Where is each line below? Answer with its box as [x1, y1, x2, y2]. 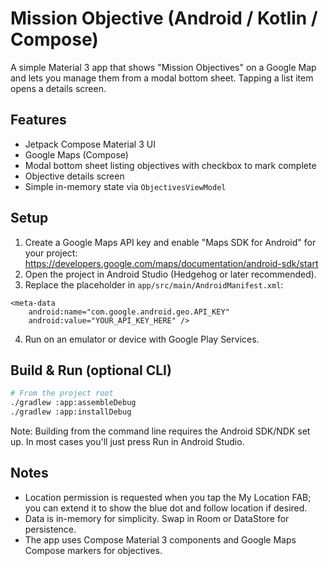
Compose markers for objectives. [24, 544, 163, 556]
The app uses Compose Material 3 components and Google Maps [24, 533, 297, 546]
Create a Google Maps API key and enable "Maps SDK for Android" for [24, 236, 317, 248]
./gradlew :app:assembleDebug [10, 398, 137, 408]
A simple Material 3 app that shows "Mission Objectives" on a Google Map [10, 61, 317, 73]
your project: [24, 247, 78, 259]
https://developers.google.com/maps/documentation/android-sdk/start [24, 257, 319, 269]
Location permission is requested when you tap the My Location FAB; [24, 491, 312, 503]
